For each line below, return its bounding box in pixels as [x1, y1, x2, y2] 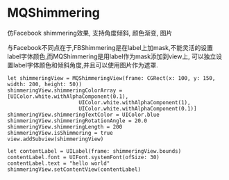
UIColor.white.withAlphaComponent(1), [78, 99, 191, 106]
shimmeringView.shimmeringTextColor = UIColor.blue [7, 111, 160, 118]
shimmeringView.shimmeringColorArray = [7, 87, 123, 94]
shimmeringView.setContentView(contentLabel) [7, 165, 141, 173]
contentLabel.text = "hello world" [7, 160, 110, 167]
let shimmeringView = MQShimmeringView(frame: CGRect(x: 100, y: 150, [7, 74, 216, 81]
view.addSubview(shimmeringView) [7, 136, 104, 142]
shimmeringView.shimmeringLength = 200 [7, 123, 123, 130]
